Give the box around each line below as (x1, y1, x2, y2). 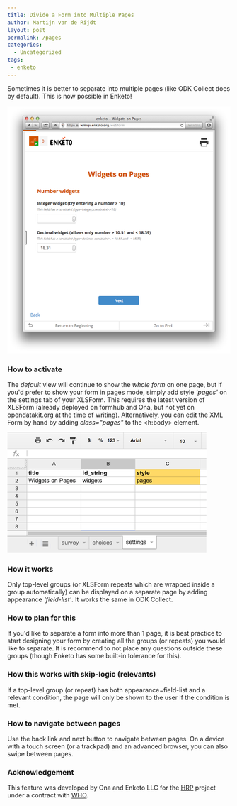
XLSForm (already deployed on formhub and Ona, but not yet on (7, 403, 195, 411)
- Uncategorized (13, 49, 62, 56)
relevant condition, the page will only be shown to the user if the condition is (7, 693, 230, 702)
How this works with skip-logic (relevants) (7, 670, 156, 680)
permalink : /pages (7, 34, 62, 41)
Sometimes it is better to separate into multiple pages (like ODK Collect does (7, 84, 231, 92)
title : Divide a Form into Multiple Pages (7, 11, 134, 18)
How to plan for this (7, 613, 76, 623)
